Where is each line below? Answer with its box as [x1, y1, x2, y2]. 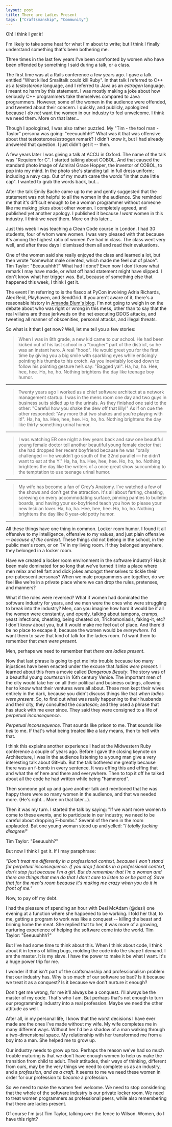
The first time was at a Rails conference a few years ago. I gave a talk [6, 72, 152, 78]
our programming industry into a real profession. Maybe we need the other [6, 1000, 163, 1007]
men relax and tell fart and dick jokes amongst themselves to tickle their [6, 568, 157, 574]
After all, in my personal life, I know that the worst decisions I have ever [6, 1015, 156, 1022]
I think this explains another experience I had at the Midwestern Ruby [6, 743, 151, 749]
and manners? [6, 585, 36, 591]
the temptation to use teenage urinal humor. [18, 469, 111, 475]
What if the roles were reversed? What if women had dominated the [6, 595, 148, 601]
